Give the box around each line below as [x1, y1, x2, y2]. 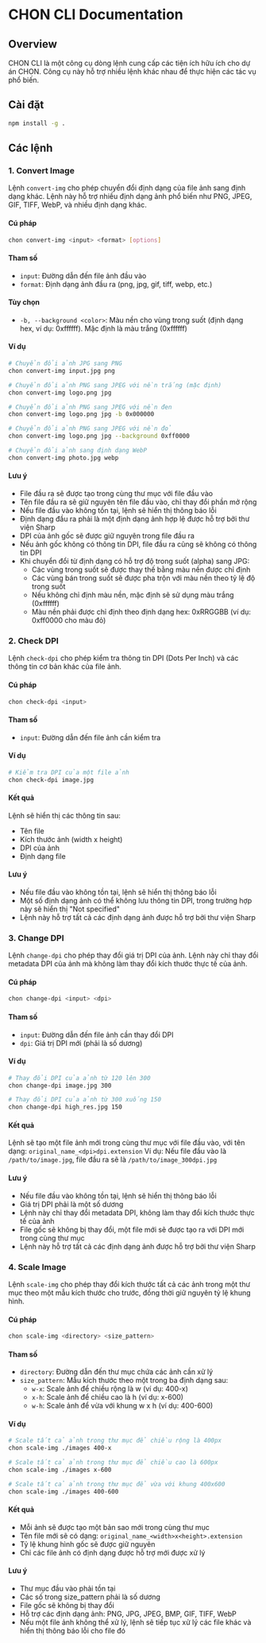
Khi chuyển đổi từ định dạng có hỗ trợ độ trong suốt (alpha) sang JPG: [19, 557, 250, 566]
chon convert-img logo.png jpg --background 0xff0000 [8, 432, 191, 441]
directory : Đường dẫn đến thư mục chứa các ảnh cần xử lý [19, 1367, 214, 1377]
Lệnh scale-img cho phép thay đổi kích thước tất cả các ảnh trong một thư [8, 1279, 251, 1289]
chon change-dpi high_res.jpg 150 [8, 1103, 123, 1111]
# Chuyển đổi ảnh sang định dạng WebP [8, 447, 148, 455]
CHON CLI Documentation [8, 6, 184, 24]
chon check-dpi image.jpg [8, 775, 94, 784]
